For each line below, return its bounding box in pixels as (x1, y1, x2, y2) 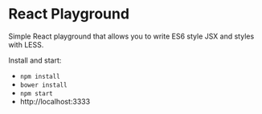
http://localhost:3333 (19, 96, 91, 106)
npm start (19, 89, 54, 97)
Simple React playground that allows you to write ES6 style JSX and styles (8, 31, 255, 41)
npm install (19, 72, 60, 80)
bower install (19, 81, 68, 89)
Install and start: (8, 55, 62, 65)
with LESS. (8, 39, 44, 49)
